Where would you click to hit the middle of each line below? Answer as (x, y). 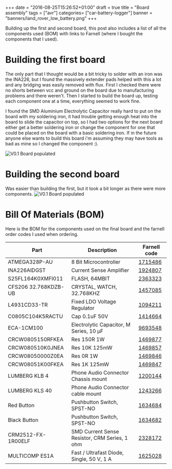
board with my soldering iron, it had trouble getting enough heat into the (81, 116)
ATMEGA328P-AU (30, 262)
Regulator (83, 308)
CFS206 (18, 287)
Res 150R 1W (88, 339)
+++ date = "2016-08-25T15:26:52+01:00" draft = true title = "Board (77, 7)
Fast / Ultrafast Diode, (98, 453)
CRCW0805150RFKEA (36, 339)
